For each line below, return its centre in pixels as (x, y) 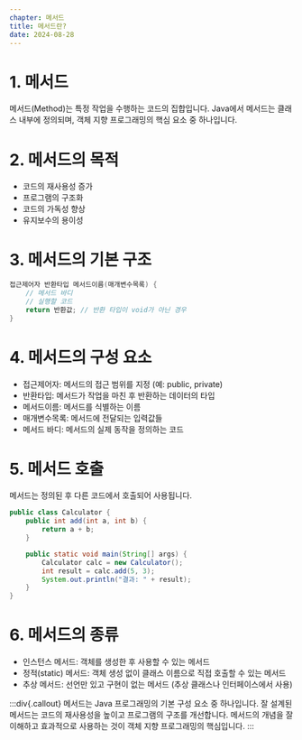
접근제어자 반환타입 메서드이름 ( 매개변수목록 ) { (83, 285)
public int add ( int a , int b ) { (86, 521)
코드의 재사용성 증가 (57, 187)
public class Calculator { (60, 513)
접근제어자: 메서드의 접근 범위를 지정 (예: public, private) (123, 384)
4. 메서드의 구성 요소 (81, 357)
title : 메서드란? (38, 26)
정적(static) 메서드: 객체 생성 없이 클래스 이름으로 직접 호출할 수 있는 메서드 (154, 673)
